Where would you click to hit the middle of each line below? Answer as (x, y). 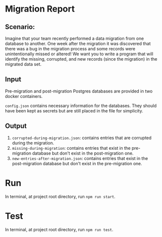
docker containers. (24, 96)
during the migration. (33, 143)
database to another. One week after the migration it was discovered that (78, 44)
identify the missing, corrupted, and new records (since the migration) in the (81, 59)
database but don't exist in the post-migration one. (83, 153)
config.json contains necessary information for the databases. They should (81, 106)
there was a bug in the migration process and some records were (70, 49)
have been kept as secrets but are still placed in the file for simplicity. (74, 111)
